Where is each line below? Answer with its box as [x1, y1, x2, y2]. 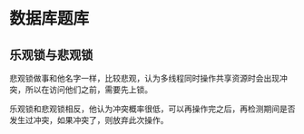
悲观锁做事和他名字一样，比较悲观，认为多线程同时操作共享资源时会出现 [9, 73, 279, 83]
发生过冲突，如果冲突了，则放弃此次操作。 [9, 115, 169, 125]
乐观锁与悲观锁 [9, 47, 93, 62]
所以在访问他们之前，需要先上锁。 [25, 84, 152, 95]
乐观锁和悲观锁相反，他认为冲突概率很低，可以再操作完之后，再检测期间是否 [9, 103, 296, 114]
